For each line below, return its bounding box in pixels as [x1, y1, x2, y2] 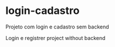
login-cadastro [5, 4, 80, 17]
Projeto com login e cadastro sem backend [5, 23, 109, 30]
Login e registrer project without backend [5, 34, 106, 41]
